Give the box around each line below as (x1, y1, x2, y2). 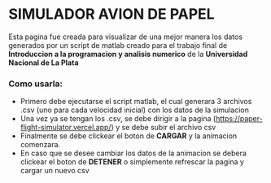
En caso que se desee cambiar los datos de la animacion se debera (20, 148, 247, 159)
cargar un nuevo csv (20, 166, 90, 176)
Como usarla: (8, 78, 63, 89)
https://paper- (215, 114, 263, 124)
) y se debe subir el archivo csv (111, 123, 216, 133)
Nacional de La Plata (8, 58, 79, 68)
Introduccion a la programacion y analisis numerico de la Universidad (8, 49, 248, 59)
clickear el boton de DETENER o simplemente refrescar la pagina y (20, 157, 244, 167)
